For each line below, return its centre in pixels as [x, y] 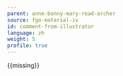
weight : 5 [21, 39]
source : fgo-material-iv [43, 20]
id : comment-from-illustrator [51, 26]
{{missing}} [23, 65]
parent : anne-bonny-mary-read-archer [61, 13]
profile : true [28, 46]
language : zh [26, 33]
